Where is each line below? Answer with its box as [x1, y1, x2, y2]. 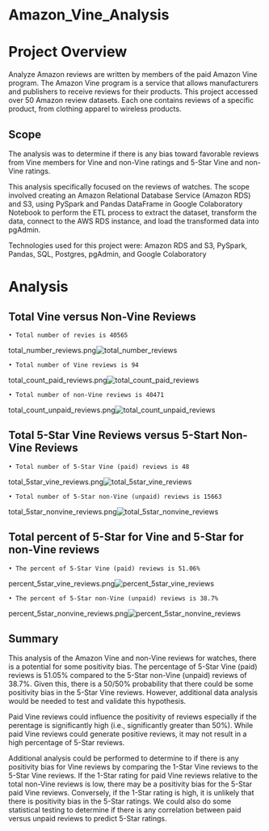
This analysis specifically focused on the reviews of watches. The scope [8, 181, 250, 191]
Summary [8, 632, 59, 646]
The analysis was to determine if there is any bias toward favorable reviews [8, 148, 259, 159]
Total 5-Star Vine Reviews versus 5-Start [8, 428, 220, 442]
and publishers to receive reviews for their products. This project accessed [8, 87, 258, 96]
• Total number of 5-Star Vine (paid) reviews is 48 [8, 462, 190, 471]
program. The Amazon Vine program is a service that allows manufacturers [8, 79, 258, 88]
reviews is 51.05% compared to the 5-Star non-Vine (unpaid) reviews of [8, 671, 247, 680]
